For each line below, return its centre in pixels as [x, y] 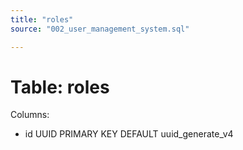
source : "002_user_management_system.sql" [100, 29]
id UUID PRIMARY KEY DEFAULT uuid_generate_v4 [129, 134]
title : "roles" [42, 19]
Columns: [30, 115]
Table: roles [60, 87]
